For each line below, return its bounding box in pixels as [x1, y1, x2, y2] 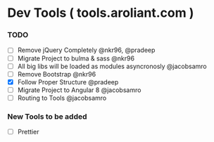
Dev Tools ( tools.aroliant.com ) [7, 5, 194, 21]
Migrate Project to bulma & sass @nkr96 [17, 54, 135, 63]
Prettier [17, 128, 39, 136]
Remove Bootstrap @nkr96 [17, 70, 96, 78]
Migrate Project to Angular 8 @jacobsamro [17, 86, 141, 94]
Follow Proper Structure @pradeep [17, 77, 119, 86]
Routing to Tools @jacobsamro [17, 93, 107, 102]
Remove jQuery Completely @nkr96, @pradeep [17, 46, 156, 54]
